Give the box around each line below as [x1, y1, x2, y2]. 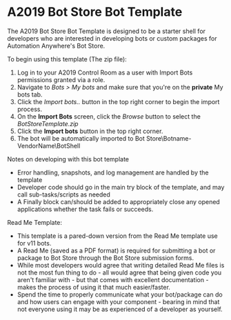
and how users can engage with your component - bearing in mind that [17, 297, 220, 306]
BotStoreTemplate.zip [17, 119, 79, 128]
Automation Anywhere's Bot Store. [7, 41, 106, 50]
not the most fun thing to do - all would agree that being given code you [17, 268, 222, 277]
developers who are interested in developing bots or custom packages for [7, 34, 217, 42]
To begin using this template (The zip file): [7, 54, 128, 63]
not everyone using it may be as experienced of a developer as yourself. [17, 305, 223, 313]
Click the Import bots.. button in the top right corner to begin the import [17, 97, 220, 106]
